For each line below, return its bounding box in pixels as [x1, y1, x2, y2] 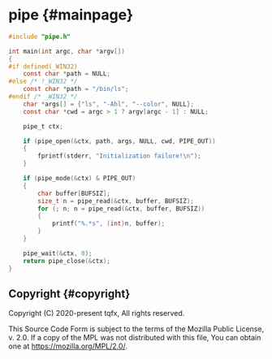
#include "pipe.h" [8, 32, 71, 41]
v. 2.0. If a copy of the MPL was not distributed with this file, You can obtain [8, 333, 261, 343]
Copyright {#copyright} [8, 287, 131, 301]
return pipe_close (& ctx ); [23, 257, 111, 265]
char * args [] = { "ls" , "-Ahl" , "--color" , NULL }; [23, 100, 195, 108]
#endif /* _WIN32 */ [8, 93, 79, 101]
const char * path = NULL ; [23, 70, 111, 78]
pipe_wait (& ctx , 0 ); [23, 249, 93, 257]
